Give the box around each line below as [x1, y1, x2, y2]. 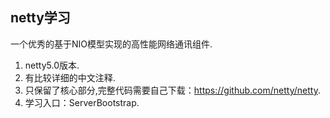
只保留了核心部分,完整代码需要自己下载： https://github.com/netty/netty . [24, 84, 321, 96]
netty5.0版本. [24, 59, 80, 71]
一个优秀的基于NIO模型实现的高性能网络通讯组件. [10, 38, 213, 50]
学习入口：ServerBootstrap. [24, 96, 140, 108]
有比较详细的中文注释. [24, 71, 116, 83]
